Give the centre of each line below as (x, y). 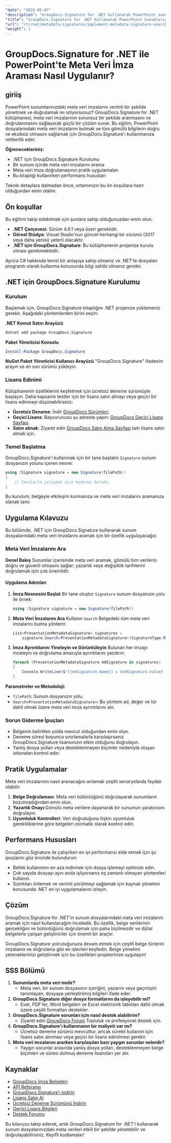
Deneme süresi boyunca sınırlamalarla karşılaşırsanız (68, 737)
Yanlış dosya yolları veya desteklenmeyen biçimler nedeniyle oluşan (84, 748)
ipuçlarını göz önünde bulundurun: (41, 857)
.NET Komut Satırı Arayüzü (34, 323)
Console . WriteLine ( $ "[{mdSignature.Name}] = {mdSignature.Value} (93, 672)
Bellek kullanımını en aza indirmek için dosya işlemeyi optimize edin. (84, 867)
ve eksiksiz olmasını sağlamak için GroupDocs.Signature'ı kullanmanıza (80, 134)
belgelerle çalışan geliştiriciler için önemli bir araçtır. (60, 934)
